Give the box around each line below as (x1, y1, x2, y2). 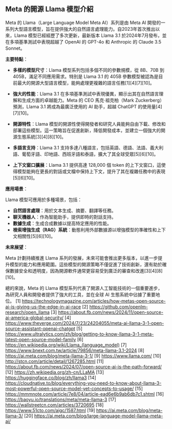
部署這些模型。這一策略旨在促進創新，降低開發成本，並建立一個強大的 (12, 127, 161, 133)
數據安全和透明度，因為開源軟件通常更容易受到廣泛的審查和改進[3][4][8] (9, 267, 163, 274)
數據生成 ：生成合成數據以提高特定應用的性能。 (12, 220, 112, 226)
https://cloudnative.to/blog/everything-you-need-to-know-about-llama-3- (5, 380, 162, 386)
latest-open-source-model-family (5, 336, 76, 342)
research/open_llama (5, 309, 50, 315)
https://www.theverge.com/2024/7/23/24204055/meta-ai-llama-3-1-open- (5, 320, 164, 326)
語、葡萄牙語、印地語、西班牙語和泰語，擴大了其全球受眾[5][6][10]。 (12, 151, 159, 157)
